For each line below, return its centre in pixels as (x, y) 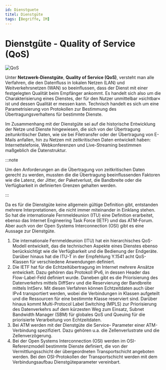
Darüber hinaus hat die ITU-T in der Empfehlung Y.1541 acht (73, 257)
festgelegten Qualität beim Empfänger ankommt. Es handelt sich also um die (83, 93)
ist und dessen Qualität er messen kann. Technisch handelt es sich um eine (82, 104)
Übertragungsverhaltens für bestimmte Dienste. (54, 114)
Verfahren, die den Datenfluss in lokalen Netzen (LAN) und (65, 83)
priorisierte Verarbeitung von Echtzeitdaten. (57, 320)
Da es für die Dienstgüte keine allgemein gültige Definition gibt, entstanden (82, 205)
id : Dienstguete (22, 10)
